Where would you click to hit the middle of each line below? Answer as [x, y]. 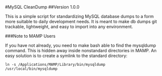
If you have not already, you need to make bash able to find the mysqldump [81, 45]
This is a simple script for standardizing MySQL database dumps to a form [80, 16]
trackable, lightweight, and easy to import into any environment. [69, 27]
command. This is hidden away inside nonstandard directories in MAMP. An [81, 51]
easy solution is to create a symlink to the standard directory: [66, 56]
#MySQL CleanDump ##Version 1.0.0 [42, 7]
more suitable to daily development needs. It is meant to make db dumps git [81, 22]
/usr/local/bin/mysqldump [31, 69]
